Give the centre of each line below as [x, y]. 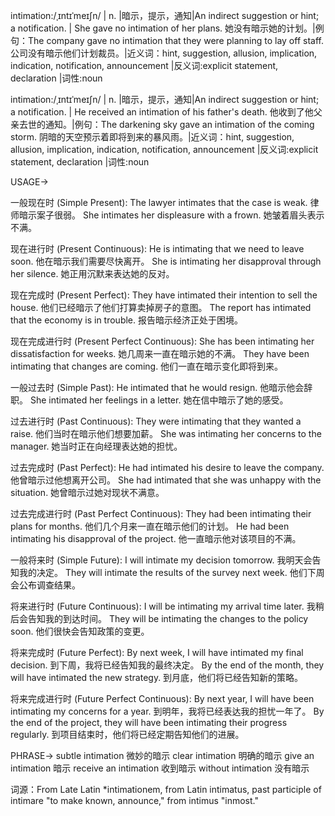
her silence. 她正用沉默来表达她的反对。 [92, 273]
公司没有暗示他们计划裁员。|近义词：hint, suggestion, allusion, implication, [164, 53]
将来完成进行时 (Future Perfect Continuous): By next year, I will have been [162, 698]
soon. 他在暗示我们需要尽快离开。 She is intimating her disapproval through [166, 261]
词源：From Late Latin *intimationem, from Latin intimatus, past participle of [166, 789]
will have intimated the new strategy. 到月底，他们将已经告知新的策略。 [157, 677]
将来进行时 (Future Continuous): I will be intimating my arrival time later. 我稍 [167, 606]
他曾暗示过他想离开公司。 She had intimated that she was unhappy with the [166, 480]
